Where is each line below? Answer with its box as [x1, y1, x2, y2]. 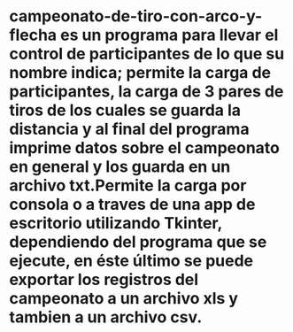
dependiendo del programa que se [9, 232, 267, 252]
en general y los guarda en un [9, 157, 231, 177]
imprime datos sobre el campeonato [9, 138, 281, 158]
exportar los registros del [9, 270, 199, 290]
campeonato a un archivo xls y [9, 289, 239, 309]
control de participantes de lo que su [9, 44, 285, 64]
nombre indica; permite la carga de [9, 63, 272, 83]
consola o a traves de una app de [9, 195, 256, 214]
